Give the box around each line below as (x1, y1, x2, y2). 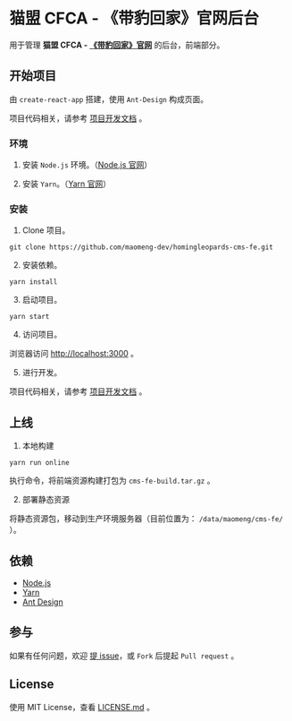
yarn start (9, 313, 50, 322)
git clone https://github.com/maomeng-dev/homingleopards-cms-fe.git (9, 243, 274, 252)
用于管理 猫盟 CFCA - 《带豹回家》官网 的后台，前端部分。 (9, 39, 225, 50)
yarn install (9, 278, 58, 287)
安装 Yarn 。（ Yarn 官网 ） (21, 178, 112, 189)
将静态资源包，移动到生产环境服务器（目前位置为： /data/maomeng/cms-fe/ (9, 513, 284, 524)
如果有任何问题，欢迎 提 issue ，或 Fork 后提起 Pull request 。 (9, 650, 239, 661)
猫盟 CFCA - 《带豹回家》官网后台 (9, 8, 259, 29)
